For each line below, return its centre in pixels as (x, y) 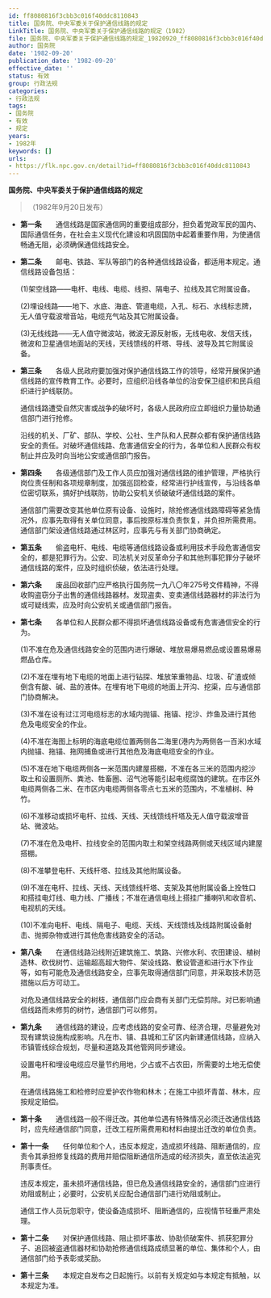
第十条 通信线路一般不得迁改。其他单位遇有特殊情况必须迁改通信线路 (140, 1119)
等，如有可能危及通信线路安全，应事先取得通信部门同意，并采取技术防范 (140, 972)
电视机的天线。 (45, 908)
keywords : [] (30, 151)
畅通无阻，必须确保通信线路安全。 (77, 245)
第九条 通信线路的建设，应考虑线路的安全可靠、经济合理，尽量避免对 (140, 1027)
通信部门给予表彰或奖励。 (63, 1258)
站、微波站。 (41, 826)
